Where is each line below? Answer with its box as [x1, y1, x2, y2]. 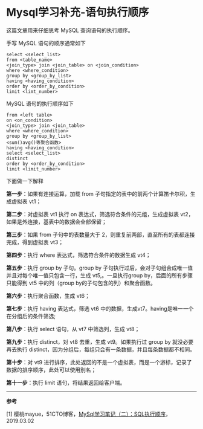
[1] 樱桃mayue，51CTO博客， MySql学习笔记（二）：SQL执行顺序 [6, 410, 166, 418]
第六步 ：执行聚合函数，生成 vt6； [6, 292, 91, 299]
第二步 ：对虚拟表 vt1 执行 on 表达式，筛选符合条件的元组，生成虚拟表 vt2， [6, 210, 194, 218]
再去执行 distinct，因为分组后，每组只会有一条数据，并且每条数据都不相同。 [6, 346, 196, 353]
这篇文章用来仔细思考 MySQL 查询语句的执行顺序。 [6, 27, 134, 34]
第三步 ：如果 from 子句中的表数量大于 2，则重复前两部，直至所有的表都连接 [6, 231, 195, 238]
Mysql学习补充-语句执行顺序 [6, 5, 149, 19]
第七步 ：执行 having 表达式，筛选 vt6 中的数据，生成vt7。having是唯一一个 [6, 305, 194, 312]
